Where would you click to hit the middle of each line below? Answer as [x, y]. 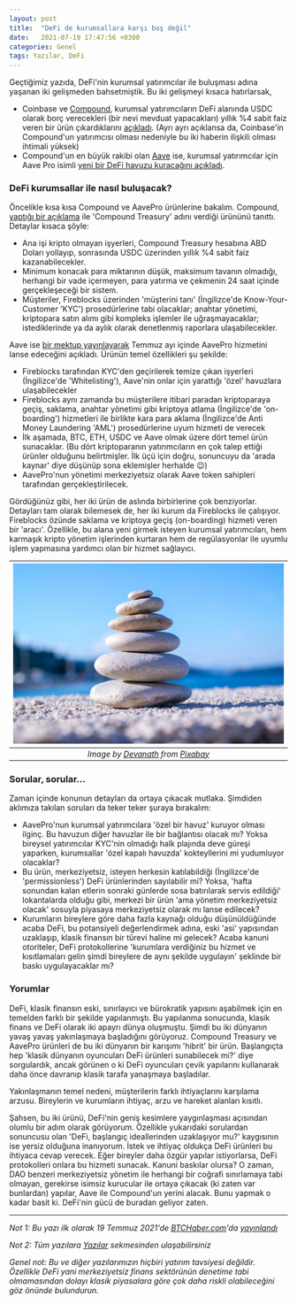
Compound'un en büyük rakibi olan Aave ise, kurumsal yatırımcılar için [150, 156]
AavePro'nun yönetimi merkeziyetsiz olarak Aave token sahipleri [138, 475]
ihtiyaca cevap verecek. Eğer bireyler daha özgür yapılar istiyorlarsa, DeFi [143, 1155]
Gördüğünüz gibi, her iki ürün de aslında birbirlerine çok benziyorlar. [133, 502]
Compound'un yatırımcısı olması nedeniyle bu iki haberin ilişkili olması [149, 137]
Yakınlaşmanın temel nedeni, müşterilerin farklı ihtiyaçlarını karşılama [134, 1091]
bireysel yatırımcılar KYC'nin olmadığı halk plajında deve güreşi [136, 844]
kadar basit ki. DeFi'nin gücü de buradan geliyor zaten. [109, 1202]
